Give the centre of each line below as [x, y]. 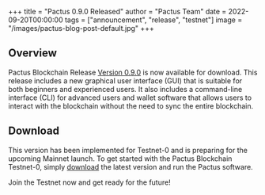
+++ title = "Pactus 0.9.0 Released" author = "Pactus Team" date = [117, 11]
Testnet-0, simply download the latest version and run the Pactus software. [131, 166]
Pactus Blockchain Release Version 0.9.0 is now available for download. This [133, 72]
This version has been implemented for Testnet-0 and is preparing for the [128, 150]
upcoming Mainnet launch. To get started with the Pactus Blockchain [120, 159]
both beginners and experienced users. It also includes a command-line [125, 89]
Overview [33, 54]
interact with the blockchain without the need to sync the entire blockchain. [131, 105]
